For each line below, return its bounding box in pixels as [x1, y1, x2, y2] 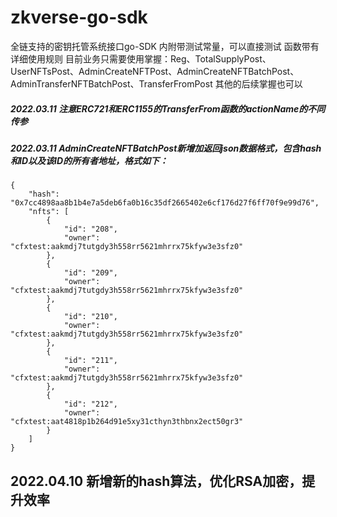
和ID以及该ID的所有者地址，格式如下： [10, 154, 169, 166]
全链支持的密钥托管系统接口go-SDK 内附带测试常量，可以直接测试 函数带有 [10, 40, 320, 52]
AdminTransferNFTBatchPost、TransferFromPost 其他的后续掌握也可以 [10, 77, 303, 90]
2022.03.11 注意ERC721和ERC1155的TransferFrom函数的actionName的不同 [10, 102, 326, 115]
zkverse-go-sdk [10, 6, 148, 29]
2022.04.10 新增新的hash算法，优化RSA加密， [10, 472, 303, 490]
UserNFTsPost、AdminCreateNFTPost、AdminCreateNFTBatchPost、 [10, 65, 300, 77]
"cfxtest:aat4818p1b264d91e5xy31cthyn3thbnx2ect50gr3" [10, 417, 244, 427]
